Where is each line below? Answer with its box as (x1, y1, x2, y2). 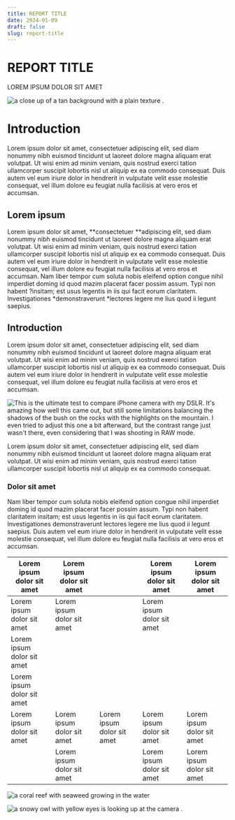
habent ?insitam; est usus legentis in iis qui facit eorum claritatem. (7, 287, 197, 295)
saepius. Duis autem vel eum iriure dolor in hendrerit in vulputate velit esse (7, 527, 222, 535)
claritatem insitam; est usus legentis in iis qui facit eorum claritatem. (7, 512, 203, 521)
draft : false (7, 23, 45, 30)
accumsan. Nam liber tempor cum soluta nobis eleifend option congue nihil (7, 272, 224, 280)
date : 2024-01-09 (7, 17, 58, 24)
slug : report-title (7, 29, 64, 37)
